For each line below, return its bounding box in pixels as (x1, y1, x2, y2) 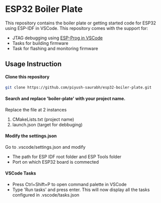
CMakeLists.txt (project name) (12, 116, 74, 122)
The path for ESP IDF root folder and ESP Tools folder (12, 153, 122, 160)
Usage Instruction (5, 60, 62, 68)
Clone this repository (5, 74, 50, 80)
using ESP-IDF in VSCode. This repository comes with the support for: (5, 25, 149, 31)
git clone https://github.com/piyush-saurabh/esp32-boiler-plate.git (5, 85, 152, 90)
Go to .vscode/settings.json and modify (5, 144, 86, 150)
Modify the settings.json (5, 133, 57, 139)
